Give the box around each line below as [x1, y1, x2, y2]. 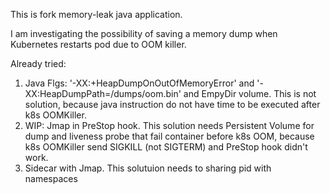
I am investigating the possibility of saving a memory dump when [10, 28, 278, 39]
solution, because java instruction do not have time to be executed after [24, 99, 321, 110]
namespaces [24, 173, 78, 184]
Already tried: [10, 58, 67, 69]
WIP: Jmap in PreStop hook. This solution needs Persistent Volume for [24, 120, 315, 131]
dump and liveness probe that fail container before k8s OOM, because [24, 130, 315, 142]
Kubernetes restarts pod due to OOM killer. [10, 39, 187, 50]
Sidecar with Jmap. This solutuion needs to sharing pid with [24, 162, 272, 174]
